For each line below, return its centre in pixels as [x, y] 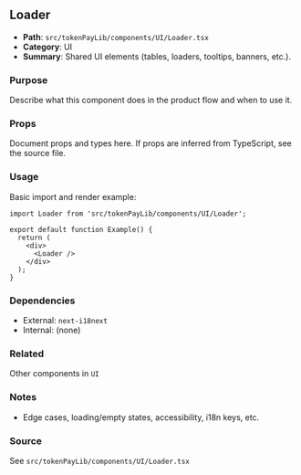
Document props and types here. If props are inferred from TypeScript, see [150, 143]
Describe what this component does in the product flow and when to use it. [151, 100]
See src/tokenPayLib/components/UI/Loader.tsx [99, 460]
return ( [34, 237]
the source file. [38, 153]
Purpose [29, 79]
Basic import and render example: [73, 196]
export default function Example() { [81, 229]
